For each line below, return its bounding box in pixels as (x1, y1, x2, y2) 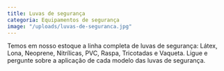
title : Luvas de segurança (7, 10, 86, 17)
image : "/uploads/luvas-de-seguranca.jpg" (7, 23, 132, 30)
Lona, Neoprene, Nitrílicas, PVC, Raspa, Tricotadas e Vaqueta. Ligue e (7, 49, 208, 57)
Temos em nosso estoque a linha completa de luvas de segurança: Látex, (7, 42, 218, 50)
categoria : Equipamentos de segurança (7, 17, 120, 23)
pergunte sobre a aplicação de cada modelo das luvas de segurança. (7, 57, 206, 65)
